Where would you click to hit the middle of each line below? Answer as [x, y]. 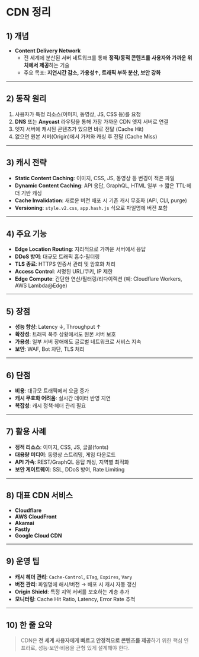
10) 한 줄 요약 [29, 625]
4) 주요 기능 [27, 234]
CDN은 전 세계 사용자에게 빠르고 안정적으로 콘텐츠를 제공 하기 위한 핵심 [101, 640]
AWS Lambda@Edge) [41, 285]
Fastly [23, 529]
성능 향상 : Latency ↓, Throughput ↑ [58, 327]
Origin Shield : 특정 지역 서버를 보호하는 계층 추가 [72, 592]
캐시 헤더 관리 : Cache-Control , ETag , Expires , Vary [73, 577]
